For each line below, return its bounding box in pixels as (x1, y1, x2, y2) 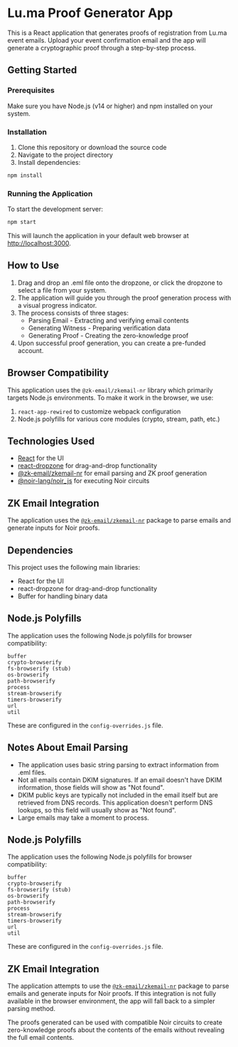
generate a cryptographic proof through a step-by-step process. (7, 43, 197, 52)
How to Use (7, 259, 60, 271)
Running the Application (7, 188, 93, 198)
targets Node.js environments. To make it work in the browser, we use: (7, 393, 214, 402)
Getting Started (7, 64, 77, 76)
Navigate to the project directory (17, 151, 114, 159)
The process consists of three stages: (17, 308, 129, 317)
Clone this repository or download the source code (17, 143, 167, 151)
